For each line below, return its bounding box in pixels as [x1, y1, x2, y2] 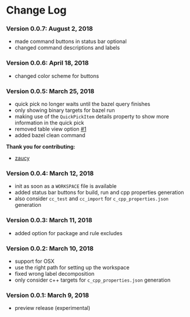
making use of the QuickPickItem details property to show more [14, 113, 169, 120]
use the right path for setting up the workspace [14, 263, 130, 271]
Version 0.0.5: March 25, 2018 [6, 87, 94, 95]
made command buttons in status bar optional [14, 38, 127, 45]
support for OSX [14, 257, 55, 265]
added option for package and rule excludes [14, 229, 123, 236]
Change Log [6, 4, 67, 17]
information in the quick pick [14, 119, 84, 127]
